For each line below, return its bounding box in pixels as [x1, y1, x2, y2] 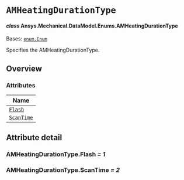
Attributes [6, 81, 36, 89]
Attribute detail [6, 133, 63, 142]
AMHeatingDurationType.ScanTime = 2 [6, 166, 120, 174]
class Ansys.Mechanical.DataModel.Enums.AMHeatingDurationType [6, 22, 178, 29]
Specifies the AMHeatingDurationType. [6, 46, 100, 54]
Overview [6, 63, 43, 73]
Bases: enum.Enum [6, 35, 48, 42]
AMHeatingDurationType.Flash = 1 [6, 150, 106, 158]
